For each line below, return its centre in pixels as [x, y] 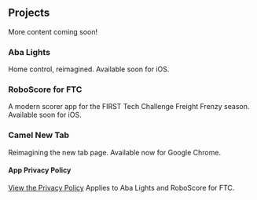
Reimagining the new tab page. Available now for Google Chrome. [115, 152]
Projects [29, 13]
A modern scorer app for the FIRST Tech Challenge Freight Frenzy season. [129, 107]
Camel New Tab [39, 135]
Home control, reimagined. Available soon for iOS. [89, 69]
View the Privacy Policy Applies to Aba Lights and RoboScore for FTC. [121, 187]
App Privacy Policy [40, 170]
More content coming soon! [53, 31]
